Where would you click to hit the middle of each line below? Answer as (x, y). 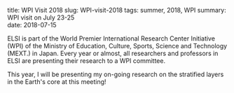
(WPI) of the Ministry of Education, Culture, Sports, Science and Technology (117, 46)
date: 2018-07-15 (32, 25)
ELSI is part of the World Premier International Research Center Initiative (111, 38)
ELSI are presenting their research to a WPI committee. (87, 61)
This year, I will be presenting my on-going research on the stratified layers (116, 74)
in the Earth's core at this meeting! (57, 82)
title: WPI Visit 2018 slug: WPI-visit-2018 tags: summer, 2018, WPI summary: (117, 10)
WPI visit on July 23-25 (41, 17)
